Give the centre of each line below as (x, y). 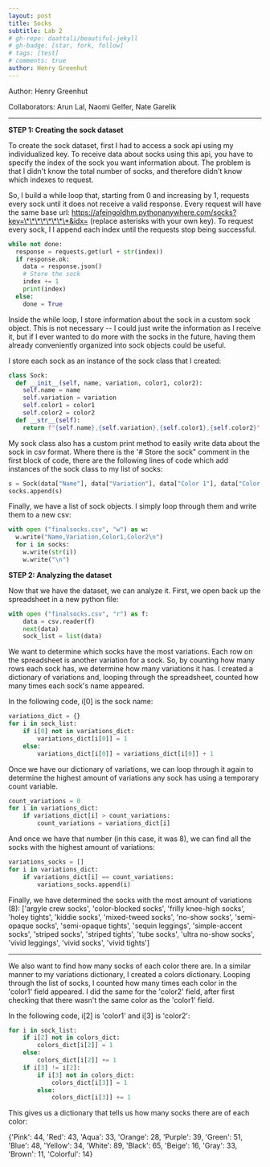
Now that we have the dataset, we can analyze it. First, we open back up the (135, 590)
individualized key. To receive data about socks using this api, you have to (131, 154)
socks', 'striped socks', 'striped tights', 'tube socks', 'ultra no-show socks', (131, 934)
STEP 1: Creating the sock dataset (66, 130)
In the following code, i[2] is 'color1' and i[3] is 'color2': (99, 1016)
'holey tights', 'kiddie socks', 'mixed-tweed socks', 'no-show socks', (121, 917)
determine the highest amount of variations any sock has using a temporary (134, 777)
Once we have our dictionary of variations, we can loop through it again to (131, 769)
